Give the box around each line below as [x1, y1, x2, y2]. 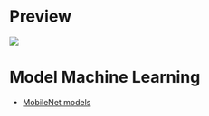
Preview [9, 6, 72, 27]
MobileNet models [22, 96, 91, 107]
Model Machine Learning [9, 67, 201, 87]
